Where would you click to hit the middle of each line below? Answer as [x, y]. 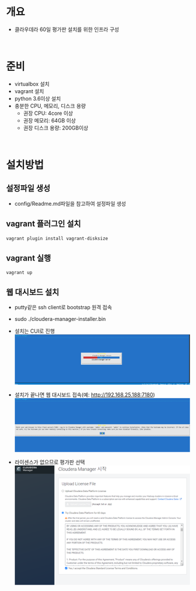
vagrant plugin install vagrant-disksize [57, 238]
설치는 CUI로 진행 [35, 331]
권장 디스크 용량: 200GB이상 [56, 128]
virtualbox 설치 [32, 84]
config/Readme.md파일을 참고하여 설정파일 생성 [70, 203]
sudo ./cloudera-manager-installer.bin [60, 319]
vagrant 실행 [29, 258]
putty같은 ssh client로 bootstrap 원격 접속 [63, 308]
